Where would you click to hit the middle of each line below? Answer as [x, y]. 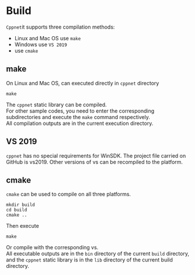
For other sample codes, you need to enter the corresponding [80, 111]
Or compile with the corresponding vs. [52, 248]
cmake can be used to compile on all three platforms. [69, 194]
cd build [17, 210]
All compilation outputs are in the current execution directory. [80, 123]
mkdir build [20, 205]
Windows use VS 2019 [41, 44]
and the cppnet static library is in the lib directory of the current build [90, 260]
